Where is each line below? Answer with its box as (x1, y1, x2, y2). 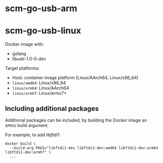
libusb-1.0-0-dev (12, 56, 46, 62)
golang (12, 51, 26, 56)
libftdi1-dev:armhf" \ (5, 149, 51, 155)
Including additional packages (5, 104, 99, 112)
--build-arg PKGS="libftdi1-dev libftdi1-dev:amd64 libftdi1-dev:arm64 (9, 145, 159, 150)
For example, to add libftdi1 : (5, 132, 61, 138)
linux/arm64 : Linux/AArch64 (12, 85, 69, 91)
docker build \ (5, 141, 36, 146)
